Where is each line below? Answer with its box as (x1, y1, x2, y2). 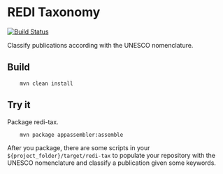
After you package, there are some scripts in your (7, 143, 150, 152)
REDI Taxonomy (7, 4, 101, 20)
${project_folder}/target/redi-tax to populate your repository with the (7, 151, 215, 159)
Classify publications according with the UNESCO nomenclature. (7, 41, 194, 49)
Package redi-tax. (7, 117, 59, 126)
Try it (7, 99, 31, 111)
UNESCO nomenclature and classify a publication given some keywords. (7, 159, 217, 167)
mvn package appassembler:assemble (20, 131, 124, 138)
